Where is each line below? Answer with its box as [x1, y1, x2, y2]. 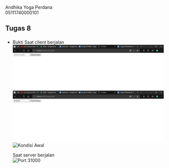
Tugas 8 [5, 24, 31, 33]
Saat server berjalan [12, 152, 55, 158]
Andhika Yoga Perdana [5, 5, 53, 10]
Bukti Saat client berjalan [12, 39, 64, 45]
